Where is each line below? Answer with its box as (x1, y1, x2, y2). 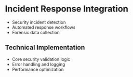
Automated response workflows (12, 24, 76, 30)
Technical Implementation (5, 43, 85, 51)
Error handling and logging (12, 61, 65, 67)
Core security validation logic (12, 56, 71, 62)
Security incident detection (12, 19, 66, 25)
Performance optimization (12, 66, 64, 72)
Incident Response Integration (5, 3, 129, 14)
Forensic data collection (12, 29, 60, 35)
